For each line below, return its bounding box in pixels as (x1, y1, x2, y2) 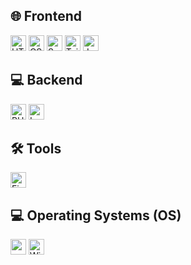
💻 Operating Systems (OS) (10, 207, 182, 224)
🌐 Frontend (10, 8, 82, 25)
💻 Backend (10, 72, 83, 89)
